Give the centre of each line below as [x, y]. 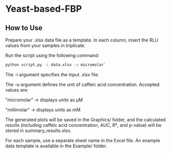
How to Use [24, 28]
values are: [17, 90]
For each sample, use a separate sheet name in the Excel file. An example [83, 140]
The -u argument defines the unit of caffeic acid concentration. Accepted [82, 84]
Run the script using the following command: [52, 55]
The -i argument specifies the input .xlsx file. [52, 74]
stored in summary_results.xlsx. [39, 130]
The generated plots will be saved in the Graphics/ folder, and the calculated [86, 119]
